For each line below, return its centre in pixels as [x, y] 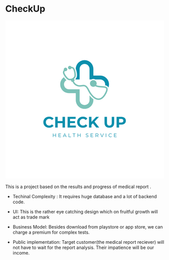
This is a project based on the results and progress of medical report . [78, 187]
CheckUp [25, 9]
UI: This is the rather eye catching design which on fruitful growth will [85, 211]
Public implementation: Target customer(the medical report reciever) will [88, 242]
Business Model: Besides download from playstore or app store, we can [88, 227]
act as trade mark [31, 217]
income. [21, 253]
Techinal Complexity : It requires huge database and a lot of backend [85, 196]
